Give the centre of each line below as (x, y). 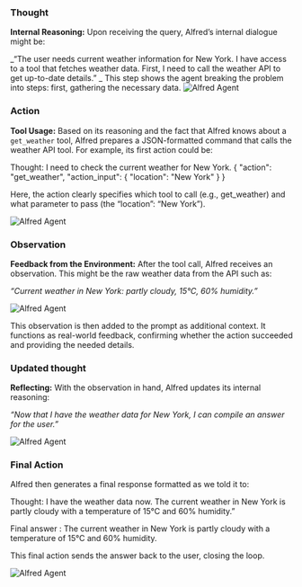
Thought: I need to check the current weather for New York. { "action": (141, 167)
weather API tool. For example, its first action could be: (112, 149)
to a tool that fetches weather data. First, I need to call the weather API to (146, 68)
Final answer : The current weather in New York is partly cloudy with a (140, 529)
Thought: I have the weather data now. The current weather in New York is (148, 502)
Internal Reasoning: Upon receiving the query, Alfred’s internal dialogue (144, 32)
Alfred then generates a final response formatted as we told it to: (130, 485)
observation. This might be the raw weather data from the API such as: (141, 273)
